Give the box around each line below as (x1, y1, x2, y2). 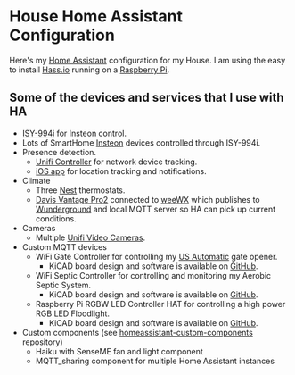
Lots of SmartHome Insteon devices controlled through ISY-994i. (21, 137, 261, 148)
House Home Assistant (9, 6, 184, 27)
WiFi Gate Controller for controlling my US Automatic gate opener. (35, 251, 278, 262)
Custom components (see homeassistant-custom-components (21, 327, 254, 337)
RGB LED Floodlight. (35, 308, 110, 319)
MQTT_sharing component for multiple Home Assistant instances (35, 355, 275, 366)
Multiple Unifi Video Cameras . (35, 232, 145, 243)
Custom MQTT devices (21, 241, 107, 252)
